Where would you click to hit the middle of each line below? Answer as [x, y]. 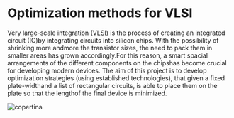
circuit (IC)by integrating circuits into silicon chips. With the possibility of [113, 40]
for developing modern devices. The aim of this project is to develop [107, 70]
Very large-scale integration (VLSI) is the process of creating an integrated [116, 33]
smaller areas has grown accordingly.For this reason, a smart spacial [107, 55]
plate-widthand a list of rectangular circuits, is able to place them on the [112, 85]
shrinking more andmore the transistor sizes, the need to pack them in [110, 48]
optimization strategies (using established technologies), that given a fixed [116, 78]
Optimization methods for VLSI [100, 13]
